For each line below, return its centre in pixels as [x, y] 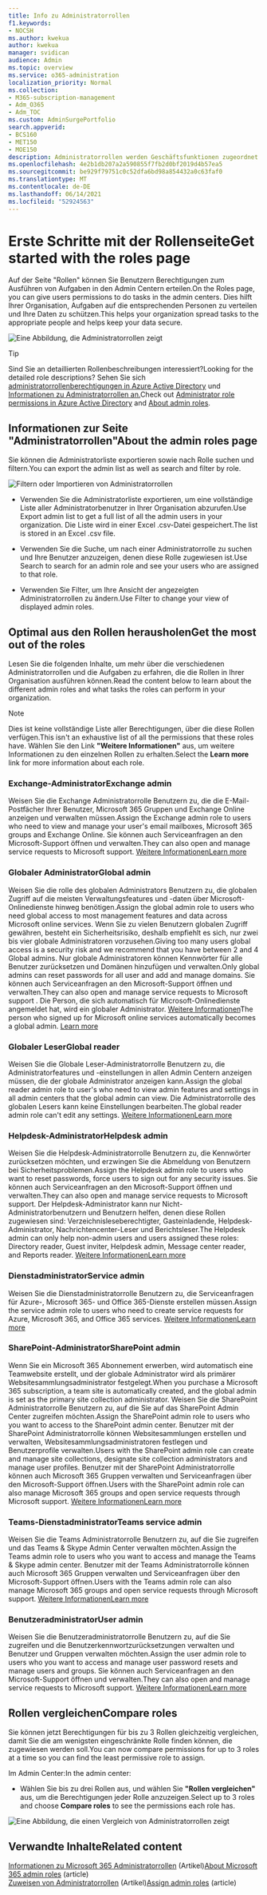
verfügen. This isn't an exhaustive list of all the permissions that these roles [131, 737]
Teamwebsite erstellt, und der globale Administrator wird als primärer [122, 1374]
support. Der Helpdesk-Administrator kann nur [84, 1204]
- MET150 [23, 142]
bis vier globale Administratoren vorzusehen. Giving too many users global [130, 941]
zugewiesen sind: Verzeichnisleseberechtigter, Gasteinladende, [112, 1221]
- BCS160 [23, 134]
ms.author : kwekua [39, 38]
